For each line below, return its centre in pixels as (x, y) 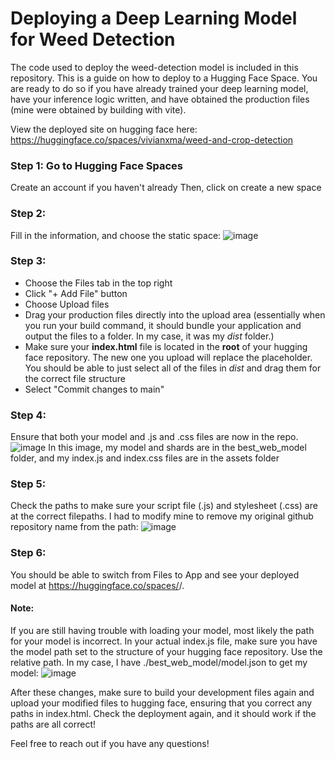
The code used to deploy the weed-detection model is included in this (154, 67)
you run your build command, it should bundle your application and (163, 325)
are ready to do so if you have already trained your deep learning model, (159, 88)
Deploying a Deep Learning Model (154, 18)
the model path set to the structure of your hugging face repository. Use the (166, 651)
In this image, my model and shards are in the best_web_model (177, 448)
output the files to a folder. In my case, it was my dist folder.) (149, 336)
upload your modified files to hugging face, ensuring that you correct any (161, 703)
